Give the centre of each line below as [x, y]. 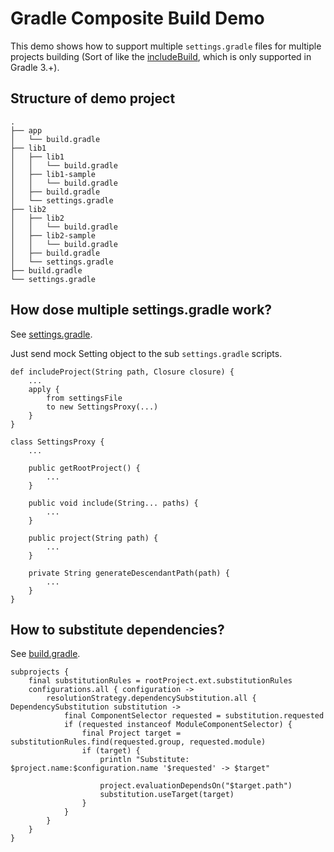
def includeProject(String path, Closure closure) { [122, 372]
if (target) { [111, 751]
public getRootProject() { [84, 468]
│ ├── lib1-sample [53, 174]
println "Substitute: [144, 760]
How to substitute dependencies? [117, 629]
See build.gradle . [45, 654]
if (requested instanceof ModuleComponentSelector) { [178, 725]
